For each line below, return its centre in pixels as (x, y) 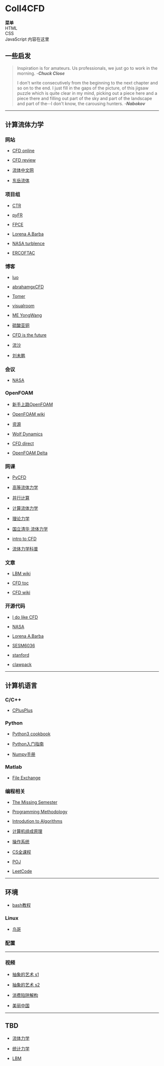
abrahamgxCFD (28, 287)
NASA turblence (28, 243)
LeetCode (22, 871)
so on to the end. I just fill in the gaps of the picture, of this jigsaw (83, 88)
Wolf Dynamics (27, 434)
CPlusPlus (22, 710)
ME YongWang (27, 315)
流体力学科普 (25, 549)
